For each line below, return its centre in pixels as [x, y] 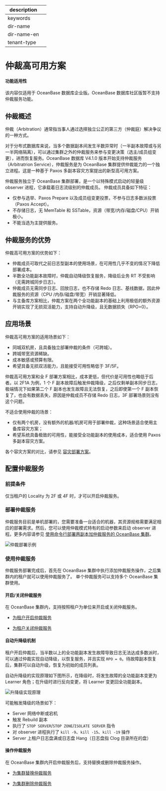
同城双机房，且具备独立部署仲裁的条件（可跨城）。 [63, 347]
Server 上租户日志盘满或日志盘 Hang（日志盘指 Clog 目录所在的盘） [82, 738]
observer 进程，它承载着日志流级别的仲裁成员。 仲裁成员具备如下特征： [79, 188]
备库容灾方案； [28, 428]
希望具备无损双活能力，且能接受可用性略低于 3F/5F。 [67, 366]
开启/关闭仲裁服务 [24, 595]
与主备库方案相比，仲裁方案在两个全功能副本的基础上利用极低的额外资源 [86, 301]
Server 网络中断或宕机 [35, 713]
